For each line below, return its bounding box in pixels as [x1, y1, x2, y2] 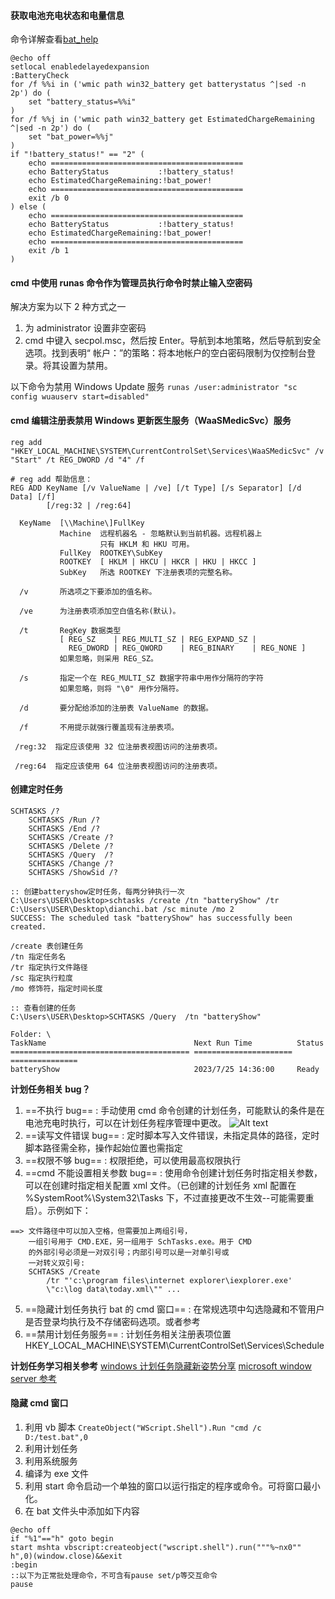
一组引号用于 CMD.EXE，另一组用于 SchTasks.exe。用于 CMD [28, 1236, 252, 1247]
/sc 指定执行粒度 [10, 973, 73, 983]
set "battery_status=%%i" [28, 97, 137, 107]
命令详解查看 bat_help [10, 33, 99, 45]
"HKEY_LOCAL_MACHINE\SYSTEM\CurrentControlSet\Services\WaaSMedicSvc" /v [10, 446, 325, 456]
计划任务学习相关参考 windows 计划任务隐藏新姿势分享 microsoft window [10, 1360, 312, 1372]
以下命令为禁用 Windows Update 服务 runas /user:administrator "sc [10, 381, 298, 393]
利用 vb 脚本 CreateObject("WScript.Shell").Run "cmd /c [24, 1421, 262, 1434]
